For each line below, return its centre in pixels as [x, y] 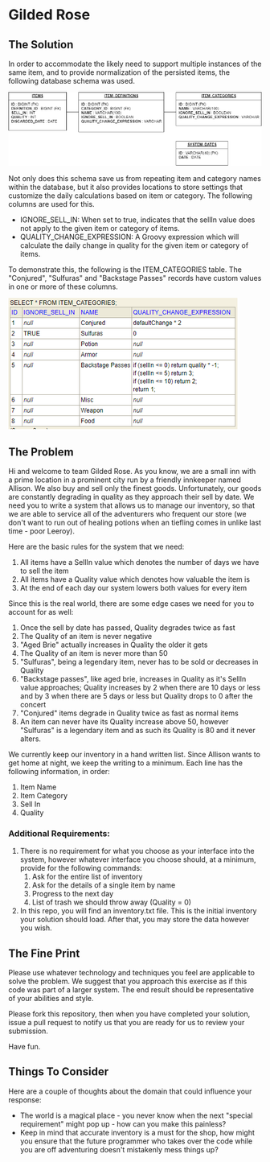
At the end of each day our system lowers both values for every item [133, 587]
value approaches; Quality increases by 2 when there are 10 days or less [140, 687]
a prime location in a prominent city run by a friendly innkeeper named [125, 480]
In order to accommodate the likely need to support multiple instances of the [135, 64]
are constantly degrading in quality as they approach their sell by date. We [131, 497]
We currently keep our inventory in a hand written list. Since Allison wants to [135, 754]
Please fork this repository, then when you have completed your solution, [129, 1014]
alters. [31, 739]
